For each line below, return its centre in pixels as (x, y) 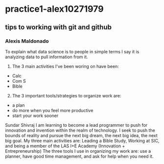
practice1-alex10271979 (54, 9)
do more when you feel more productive (53, 110)
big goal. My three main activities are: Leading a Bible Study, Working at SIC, (82, 141)
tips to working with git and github (58, 27)
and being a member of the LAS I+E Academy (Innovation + (65, 146)
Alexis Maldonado (27, 41)
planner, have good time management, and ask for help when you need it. (79, 156)
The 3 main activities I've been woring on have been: (65, 66)
